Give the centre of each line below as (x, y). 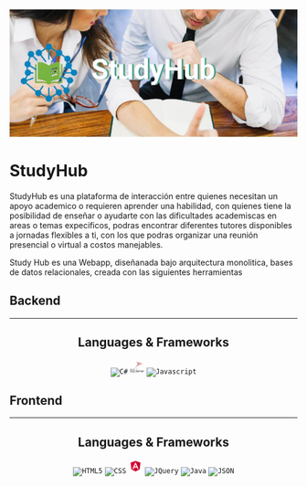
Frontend (36, 401)
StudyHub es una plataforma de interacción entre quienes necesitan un (144, 195)
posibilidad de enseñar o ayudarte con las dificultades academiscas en (143, 216)
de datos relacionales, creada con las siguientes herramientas (126, 272)
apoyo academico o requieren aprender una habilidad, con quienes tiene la (150, 206)
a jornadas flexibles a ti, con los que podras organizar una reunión (134, 235)
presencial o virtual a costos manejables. (86, 244)
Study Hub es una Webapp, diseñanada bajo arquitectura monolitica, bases (151, 262)
